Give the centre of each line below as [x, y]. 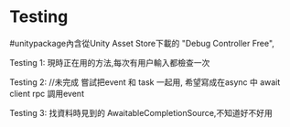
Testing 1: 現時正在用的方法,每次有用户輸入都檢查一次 [110, 62]
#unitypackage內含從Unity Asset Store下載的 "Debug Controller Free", [142, 43]
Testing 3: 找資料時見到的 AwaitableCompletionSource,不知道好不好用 [141, 112]
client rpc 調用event [47, 93]
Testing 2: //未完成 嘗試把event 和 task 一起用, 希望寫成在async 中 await [145, 82]
